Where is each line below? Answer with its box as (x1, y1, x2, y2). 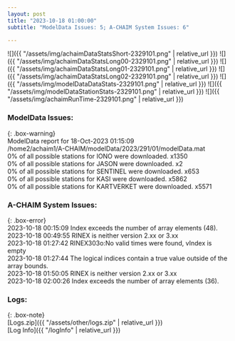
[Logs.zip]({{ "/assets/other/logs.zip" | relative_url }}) (7, 318, 163, 327)
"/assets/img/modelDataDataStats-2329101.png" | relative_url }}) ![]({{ (16, 80, 222, 88)
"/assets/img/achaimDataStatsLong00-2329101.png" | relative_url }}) (16, 57, 219, 66)
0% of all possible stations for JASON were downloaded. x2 (7, 159, 183, 168)
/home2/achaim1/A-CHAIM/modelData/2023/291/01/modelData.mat (7, 144, 206, 153)
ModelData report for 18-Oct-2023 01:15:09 (7, 136, 135, 145)
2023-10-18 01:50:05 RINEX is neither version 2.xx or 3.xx (7, 269, 177, 278)
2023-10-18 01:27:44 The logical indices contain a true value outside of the (7, 254, 228, 263)
